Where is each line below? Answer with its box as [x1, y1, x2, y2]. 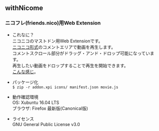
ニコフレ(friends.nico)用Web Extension [5, 20, 101, 27]
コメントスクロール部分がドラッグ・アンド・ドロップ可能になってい [12, 50, 150, 56]
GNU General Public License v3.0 [12, 121, 80, 127]
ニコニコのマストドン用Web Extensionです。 [12, 38, 103, 44]
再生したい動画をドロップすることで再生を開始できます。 [12, 63, 128, 68]
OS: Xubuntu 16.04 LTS [12, 99, 60, 105]
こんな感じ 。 [12, 68, 38, 74]
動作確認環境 [12, 94, 38, 100]
